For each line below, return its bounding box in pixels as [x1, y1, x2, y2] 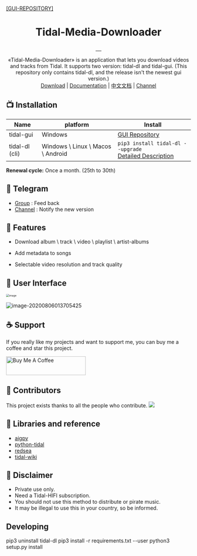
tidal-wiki [14, 453, 37, 460]
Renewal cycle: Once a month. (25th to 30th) [6, 166, 116, 174]
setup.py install [6, 544, 43, 551]
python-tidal [14, 441, 45, 448]
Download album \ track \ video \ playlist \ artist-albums [14, 238, 150, 245]
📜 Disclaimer [6, 470, 53, 480]
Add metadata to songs [14, 250, 72, 257]
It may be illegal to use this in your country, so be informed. [14, 504, 158, 512]
